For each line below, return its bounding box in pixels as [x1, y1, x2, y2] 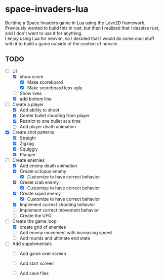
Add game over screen [19, 250, 67, 256]
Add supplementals [12, 241, 52, 246]
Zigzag [19, 140, 34, 146]
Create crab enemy [19, 179, 59, 185]
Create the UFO [19, 213, 52, 219]
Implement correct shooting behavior [19, 202, 95, 208]
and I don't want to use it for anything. [5, 30, 83, 36]
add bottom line [19, 96, 52, 102]
